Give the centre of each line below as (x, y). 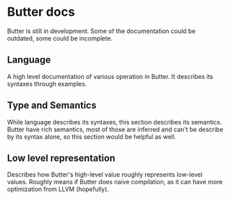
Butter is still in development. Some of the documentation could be (101, 31)
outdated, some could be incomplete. (60, 38)
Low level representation (61, 158)
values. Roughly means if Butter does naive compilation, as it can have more (115, 182)
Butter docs (41, 12)
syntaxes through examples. (47, 84)
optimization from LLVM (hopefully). (58, 189)
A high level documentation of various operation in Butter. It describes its (110, 76)
